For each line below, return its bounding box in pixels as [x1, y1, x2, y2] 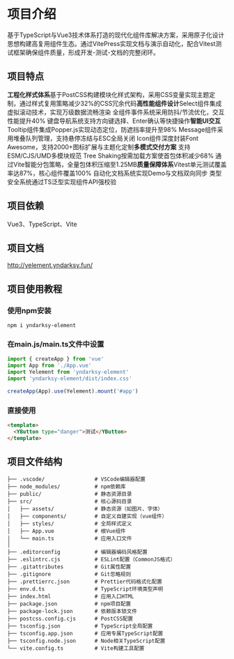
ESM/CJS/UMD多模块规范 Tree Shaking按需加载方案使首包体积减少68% [7, 151, 214, 160]
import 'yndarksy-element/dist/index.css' [7, 374, 132, 382]
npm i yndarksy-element [7, 322, 77, 329]
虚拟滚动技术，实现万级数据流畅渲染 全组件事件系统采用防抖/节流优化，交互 [7, 107, 225, 116]
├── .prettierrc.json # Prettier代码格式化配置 [7, 578, 162, 586]
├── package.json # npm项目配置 [7, 600, 131, 607]
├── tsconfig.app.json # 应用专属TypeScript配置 [7, 630, 164, 637]
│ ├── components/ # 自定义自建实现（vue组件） [7, 513, 168, 520]
